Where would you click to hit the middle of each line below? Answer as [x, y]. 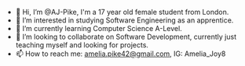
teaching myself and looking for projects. [82, 45]
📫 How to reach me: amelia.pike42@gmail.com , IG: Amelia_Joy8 [121, 54]
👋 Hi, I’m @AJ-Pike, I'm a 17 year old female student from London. [122, 12]
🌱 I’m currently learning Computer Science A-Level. [99, 28]
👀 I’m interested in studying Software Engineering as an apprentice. [124, 20]
